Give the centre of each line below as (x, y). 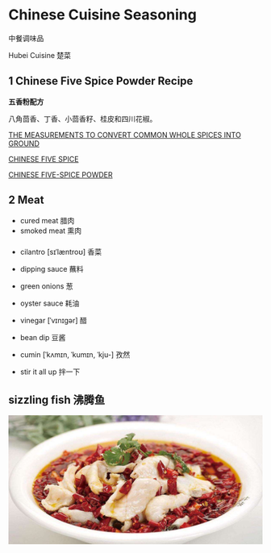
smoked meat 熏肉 (51, 231)
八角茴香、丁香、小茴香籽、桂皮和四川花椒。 (83, 118)
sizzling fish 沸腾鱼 (57, 399)
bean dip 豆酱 (43, 338)
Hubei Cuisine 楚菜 (40, 55)
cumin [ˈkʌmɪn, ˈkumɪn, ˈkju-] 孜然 (75, 355)
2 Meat (26, 200)
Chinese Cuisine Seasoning (103, 15)
